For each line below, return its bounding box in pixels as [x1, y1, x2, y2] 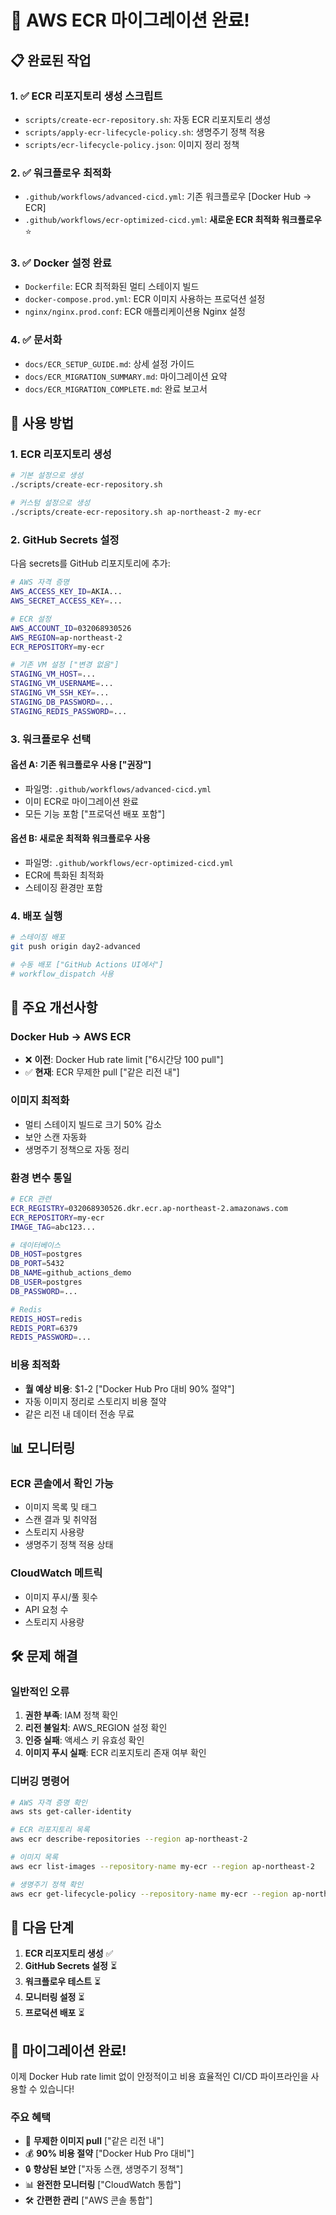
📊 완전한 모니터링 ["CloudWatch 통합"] [24, 2179, 182, 2191]
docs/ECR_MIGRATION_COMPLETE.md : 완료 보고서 [24, 382, 208, 395]
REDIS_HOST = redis [10, 1314, 83, 1324]
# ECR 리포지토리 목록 [10, 1825, 90, 1835]
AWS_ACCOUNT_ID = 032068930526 [10, 623, 132, 633]
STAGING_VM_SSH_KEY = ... [10, 688, 110, 698]
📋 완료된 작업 [10, 52, 92, 69]
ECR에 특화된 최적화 [24, 869, 105, 881]
